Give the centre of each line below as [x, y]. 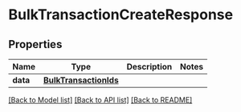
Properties [35, 44]
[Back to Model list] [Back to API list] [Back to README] [100, 100]
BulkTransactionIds [81, 80]
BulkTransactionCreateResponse [121, 15]
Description [149, 67]
